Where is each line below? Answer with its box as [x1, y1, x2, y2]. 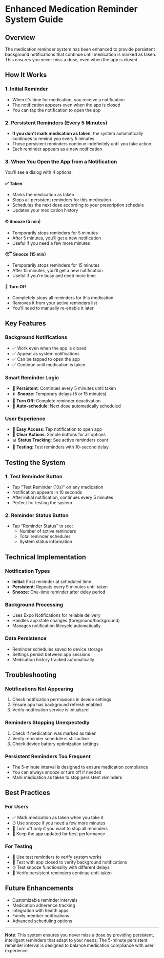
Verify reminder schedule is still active [12, 735, 89, 741]
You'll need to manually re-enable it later [12, 305, 94, 311]
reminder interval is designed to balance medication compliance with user [5, 942, 154, 948]
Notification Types [5, 567, 50, 574]
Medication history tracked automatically [12, 656, 94, 662]
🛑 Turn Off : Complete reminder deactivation [12, 398, 101, 404]
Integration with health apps [12, 907, 69, 913]
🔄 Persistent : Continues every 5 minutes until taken [12, 385, 116, 391]
